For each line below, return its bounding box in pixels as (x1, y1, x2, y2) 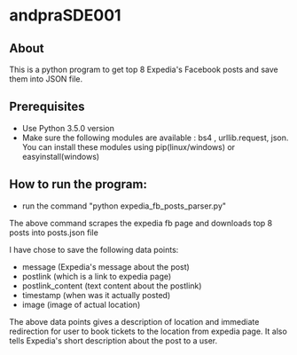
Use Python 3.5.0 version (21, 122, 115, 133)
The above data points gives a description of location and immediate (9, 316, 260, 327)
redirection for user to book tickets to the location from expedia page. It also (9, 326, 288, 336)
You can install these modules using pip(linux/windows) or (21, 141, 236, 152)
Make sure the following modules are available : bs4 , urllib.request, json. (21, 132, 289, 143)
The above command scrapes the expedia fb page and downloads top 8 (9, 217, 273, 228)
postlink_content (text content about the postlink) (21, 280, 202, 291)
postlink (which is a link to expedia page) (21, 271, 172, 281)
